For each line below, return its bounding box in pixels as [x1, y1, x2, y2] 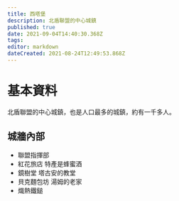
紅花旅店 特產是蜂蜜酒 [17, 159, 82, 168]
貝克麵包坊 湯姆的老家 [17, 177, 82, 185]
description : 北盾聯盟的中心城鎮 [7, 17, 97, 24]
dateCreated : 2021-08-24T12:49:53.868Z [7, 50, 126, 58]
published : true [7, 23, 55, 31]
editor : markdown [7, 43, 59, 50]
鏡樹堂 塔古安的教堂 [17, 168, 76, 177]
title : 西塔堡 [7, 10, 46, 18]
